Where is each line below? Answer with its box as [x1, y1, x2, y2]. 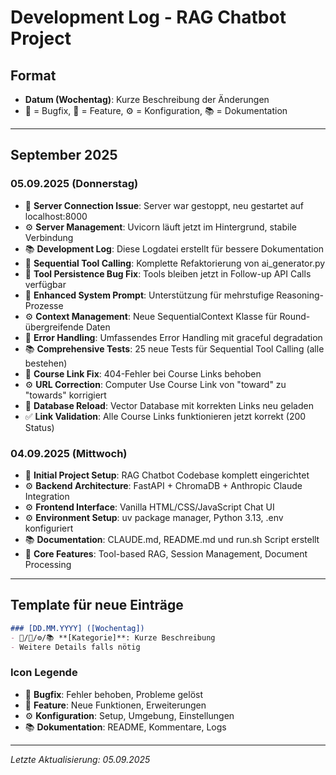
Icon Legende [10, 666, 78, 680]
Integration [24, 490, 70, 502]
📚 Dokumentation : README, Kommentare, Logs [24, 721, 227, 733]
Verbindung [24, 231, 74, 243]
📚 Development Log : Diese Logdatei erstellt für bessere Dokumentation [24, 242, 325, 255]
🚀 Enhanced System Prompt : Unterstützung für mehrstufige [24, 289, 275, 301]
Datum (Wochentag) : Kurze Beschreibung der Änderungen [24, 94, 270, 105]
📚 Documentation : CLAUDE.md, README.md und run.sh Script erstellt [24, 533, 320, 545]
